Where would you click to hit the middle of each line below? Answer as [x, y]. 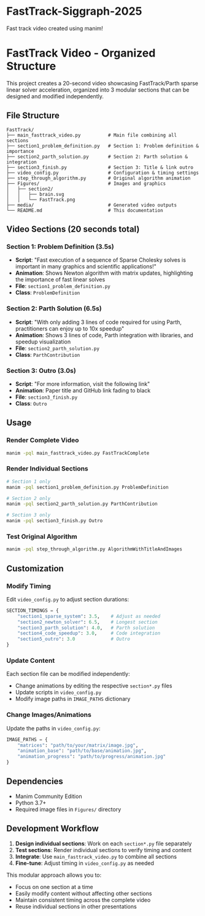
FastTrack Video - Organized [81, 53]
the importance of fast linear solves [60, 280]
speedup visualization [43, 342]
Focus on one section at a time [54, 887]
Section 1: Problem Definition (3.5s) [60, 247]
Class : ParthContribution [48, 354]
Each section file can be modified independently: [68, 674]
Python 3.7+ [31, 802]
